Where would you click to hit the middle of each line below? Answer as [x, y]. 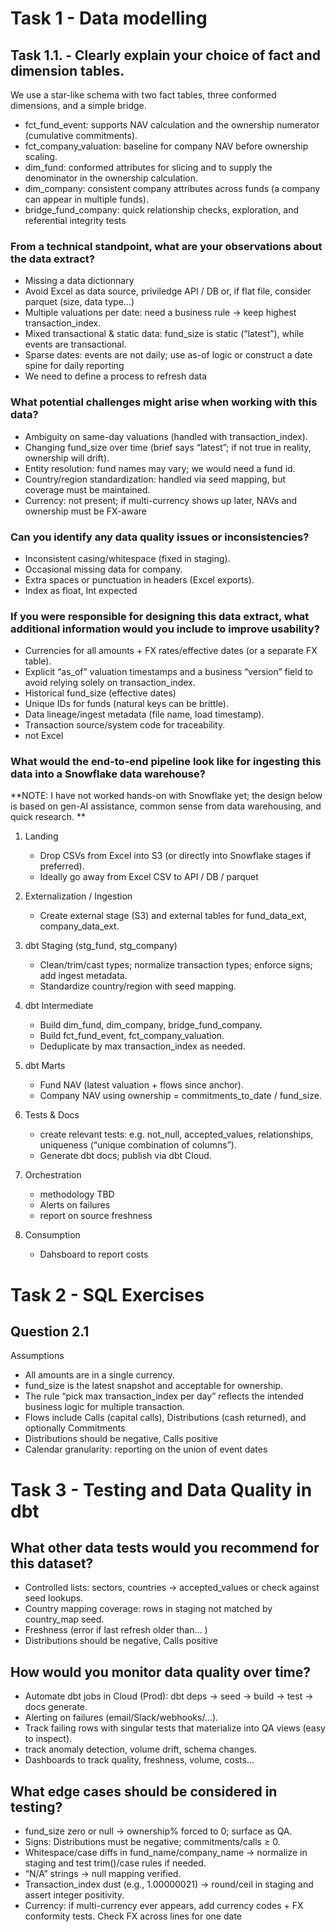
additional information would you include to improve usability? [165, 629]
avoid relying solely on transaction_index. [110, 683]
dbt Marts [45, 1066]
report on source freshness [96, 1216]
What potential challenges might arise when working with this [164, 402]
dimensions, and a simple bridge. [78, 105]
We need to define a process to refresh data [116, 376]
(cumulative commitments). [81, 135]
